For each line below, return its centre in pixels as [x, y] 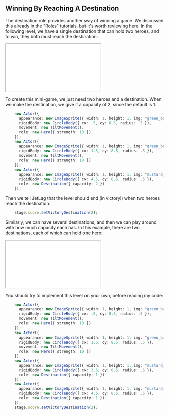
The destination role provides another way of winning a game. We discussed [84, 20]
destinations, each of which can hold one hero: [54, 233]
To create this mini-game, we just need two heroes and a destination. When [83, 99]
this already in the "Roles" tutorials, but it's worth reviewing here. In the [79, 26]
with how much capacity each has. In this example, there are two [72, 227]
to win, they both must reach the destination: [52, 36]
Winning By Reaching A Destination [62, 8]
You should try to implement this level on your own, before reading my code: [84, 295]
